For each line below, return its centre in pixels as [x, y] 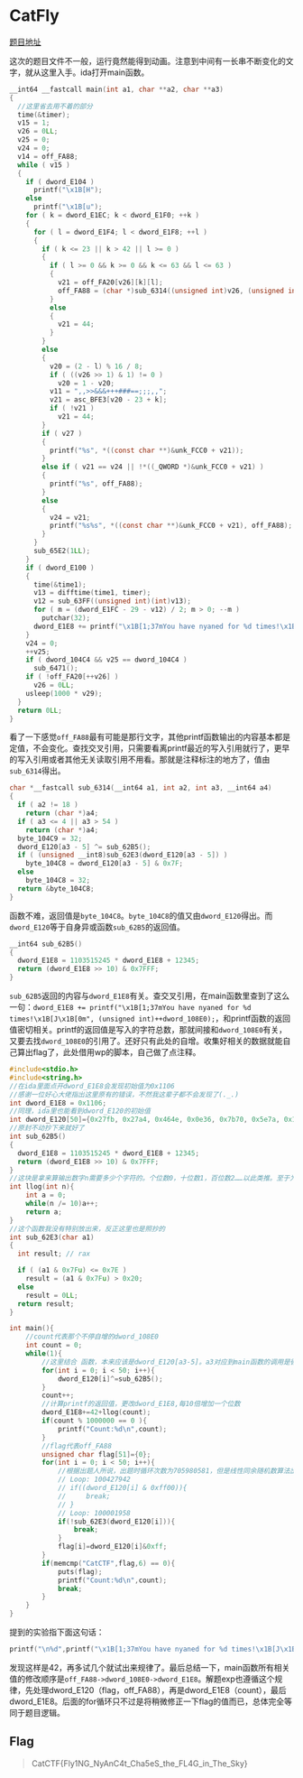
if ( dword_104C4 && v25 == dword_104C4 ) [106, 660]
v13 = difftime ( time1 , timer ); [92, 593]
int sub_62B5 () [38, 1137]
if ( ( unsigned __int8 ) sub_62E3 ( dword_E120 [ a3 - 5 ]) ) [123, 855]
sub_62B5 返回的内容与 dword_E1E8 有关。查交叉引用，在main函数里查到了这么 [150, 996]
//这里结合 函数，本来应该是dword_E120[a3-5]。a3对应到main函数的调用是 [166, 1362]
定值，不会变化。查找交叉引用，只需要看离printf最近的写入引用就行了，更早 [150, 748]
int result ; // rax [54, 1254]
